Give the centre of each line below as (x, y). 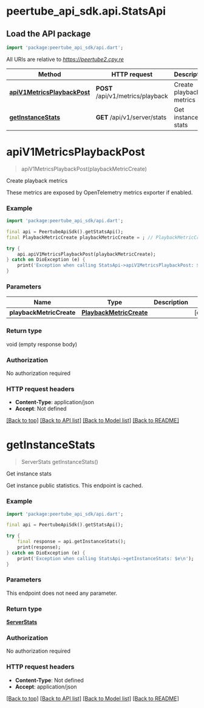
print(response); (39, 547)
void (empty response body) (42, 344)
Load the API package (49, 34)
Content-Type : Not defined (49, 680)
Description (171, 303)
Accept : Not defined (41, 408)
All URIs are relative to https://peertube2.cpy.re (65, 59)
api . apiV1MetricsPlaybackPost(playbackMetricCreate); (87, 254)
